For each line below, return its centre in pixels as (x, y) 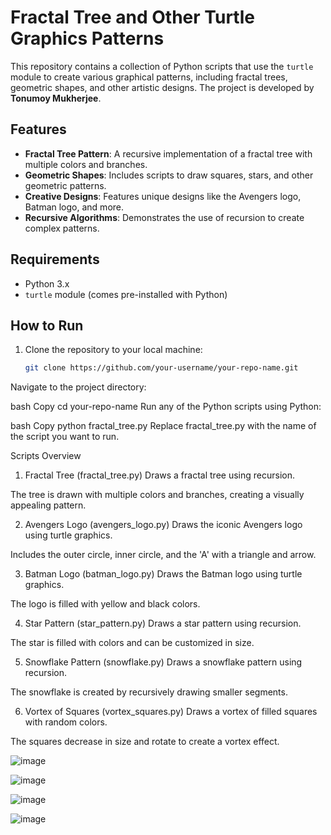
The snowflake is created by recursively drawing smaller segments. (149, 692)
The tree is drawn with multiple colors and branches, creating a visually (157, 495)
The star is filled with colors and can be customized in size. (132, 643)
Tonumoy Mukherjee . (56, 98)
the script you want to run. (65, 437)
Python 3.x (47, 283)
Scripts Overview (46, 456)
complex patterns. (62, 228)
